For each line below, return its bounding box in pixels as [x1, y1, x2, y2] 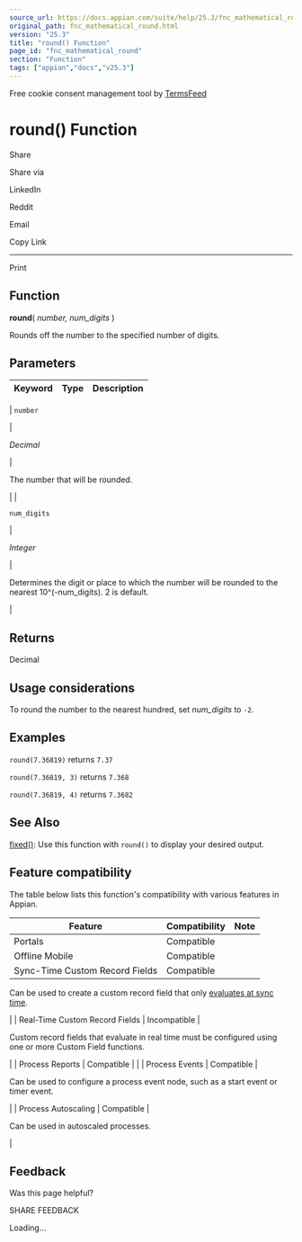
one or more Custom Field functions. [9, 1041, 146, 1052]
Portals [13, 934, 44, 947]
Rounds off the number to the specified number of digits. [9, 329, 220, 340]
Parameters [9, 356, 76, 371]
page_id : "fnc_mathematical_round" [9, 47, 143, 56]
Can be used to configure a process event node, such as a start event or [9, 1076, 278, 1086]
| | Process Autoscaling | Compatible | [9, 1103, 150, 1113]
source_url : [9, 13, 54, 22]
